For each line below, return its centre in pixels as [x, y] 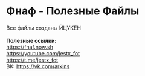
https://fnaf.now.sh [30, 47]
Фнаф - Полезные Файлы [73, 11]
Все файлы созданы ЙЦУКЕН [44, 28]
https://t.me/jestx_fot [32, 60]
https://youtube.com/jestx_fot [43, 53]
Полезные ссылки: [31, 40]
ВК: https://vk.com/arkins [38, 66]
